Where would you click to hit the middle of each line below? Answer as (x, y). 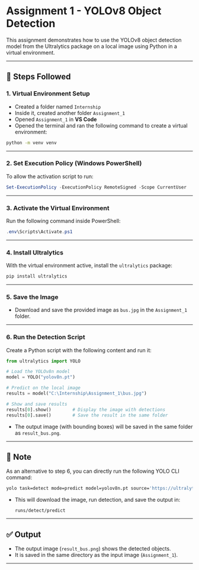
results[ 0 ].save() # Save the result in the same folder (87, 415)
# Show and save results (37, 404)
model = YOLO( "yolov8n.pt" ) (41, 377)
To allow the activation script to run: (50, 176)
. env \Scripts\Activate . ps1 (39, 232)
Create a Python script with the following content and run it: (79, 350)
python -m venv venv (32, 143)
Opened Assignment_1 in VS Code (56, 119)
